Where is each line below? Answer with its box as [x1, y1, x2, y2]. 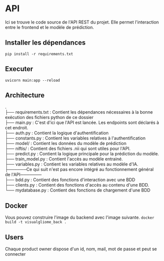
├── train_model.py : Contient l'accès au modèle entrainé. [5, 156, 123, 162]
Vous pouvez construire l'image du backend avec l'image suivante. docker [5, 214, 155, 220]
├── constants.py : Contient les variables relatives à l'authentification [5, 135, 146, 141]
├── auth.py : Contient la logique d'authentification [5, 130, 109, 136]
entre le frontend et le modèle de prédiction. [5, 24, 94, 30]
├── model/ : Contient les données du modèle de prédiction [5, 141, 126, 146]
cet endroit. [5, 125, 28, 131]
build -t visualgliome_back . [5, 220, 67, 225]
